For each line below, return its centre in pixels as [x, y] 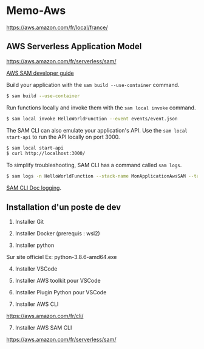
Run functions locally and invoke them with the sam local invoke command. [101, 108]
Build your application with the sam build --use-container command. [93, 85]
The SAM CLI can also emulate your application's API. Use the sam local [97, 130]
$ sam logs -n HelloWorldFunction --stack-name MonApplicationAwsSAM [96, 176]
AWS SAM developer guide [40, 73]
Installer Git [29, 221]
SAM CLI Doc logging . [34, 188]
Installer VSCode [36, 269]
